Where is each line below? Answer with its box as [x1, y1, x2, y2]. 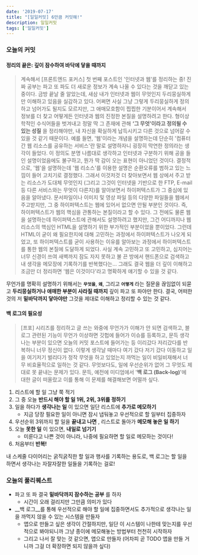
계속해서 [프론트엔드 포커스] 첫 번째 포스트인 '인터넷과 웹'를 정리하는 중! [20, 76, 186, 83]
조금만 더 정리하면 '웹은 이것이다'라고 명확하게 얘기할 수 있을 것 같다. [20, 268, 178, 275]
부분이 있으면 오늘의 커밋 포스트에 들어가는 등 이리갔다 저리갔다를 [31, 339, 182, 346]
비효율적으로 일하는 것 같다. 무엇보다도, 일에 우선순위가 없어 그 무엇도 [27, 361, 186, 368]
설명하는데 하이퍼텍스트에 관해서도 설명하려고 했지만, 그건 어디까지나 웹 [27, 216, 191, 223]
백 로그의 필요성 [6, 310, 43, 317]
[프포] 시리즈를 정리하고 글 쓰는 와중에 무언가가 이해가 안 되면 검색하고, [20, 324, 184, 331]
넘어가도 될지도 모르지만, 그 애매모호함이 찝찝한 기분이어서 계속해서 [31, 105, 187, 112]
